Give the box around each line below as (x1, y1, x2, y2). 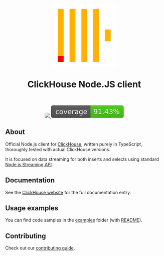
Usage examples (5, 204, 59, 212)
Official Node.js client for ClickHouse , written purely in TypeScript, (5, 141, 142, 147)
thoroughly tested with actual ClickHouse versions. (5, 146, 110, 152)
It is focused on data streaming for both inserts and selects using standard (5, 156, 159, 162)
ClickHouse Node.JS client (27, 79, 141, 90)
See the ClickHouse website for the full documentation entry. (5, 189, 131, 195)
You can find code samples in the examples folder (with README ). (5, 217, 142, 223)
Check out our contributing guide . (5, 245, 75, 251)
